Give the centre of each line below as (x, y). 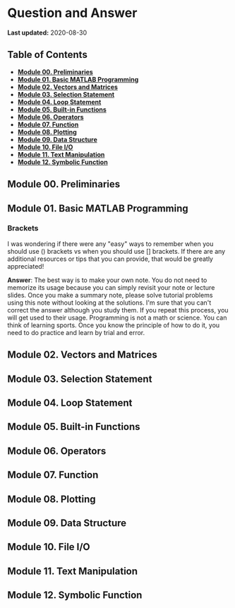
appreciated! (26, 266)
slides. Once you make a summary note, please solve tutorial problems (110, 295)
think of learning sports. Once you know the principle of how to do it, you (114, 325)
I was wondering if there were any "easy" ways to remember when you (110, 244)
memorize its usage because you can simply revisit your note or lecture (111, 287)
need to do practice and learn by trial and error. (76, 332)
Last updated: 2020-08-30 (47, 33)
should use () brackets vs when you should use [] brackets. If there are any (116, 251)
